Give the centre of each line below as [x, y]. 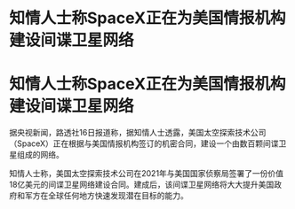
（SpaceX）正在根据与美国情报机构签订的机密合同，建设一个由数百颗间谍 [144, 143]
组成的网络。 [40, 155]
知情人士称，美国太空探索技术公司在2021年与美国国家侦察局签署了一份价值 [147, 174]
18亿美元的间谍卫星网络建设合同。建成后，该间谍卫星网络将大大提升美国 [142, 185]
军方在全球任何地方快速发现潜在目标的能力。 [106, 196]
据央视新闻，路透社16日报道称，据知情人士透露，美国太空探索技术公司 [138, 133]
